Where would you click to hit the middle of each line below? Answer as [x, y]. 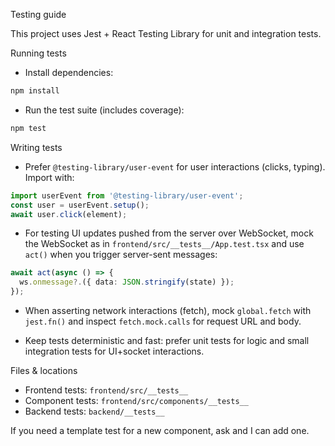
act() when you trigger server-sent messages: [121, 255]
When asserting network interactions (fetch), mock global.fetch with [168, 310]
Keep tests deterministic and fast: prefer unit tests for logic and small [167, 340]
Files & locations [44, 370]
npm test [28, 128]
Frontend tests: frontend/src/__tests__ [106, 390]
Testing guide [38, 14]
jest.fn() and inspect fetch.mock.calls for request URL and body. [163, 321]
